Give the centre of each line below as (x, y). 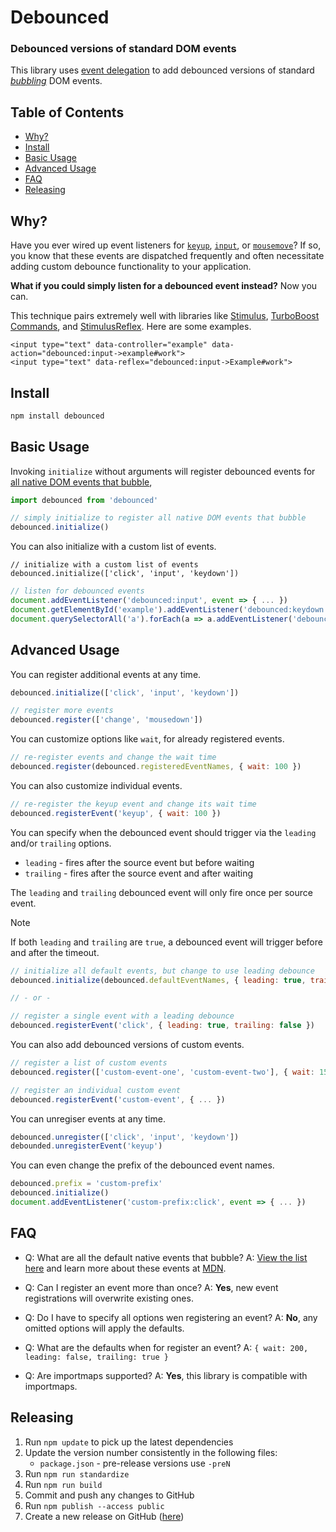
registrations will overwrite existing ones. (109, 1298)
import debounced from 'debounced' (84, 500)
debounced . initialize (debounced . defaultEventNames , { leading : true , (158, 980)
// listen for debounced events (77, 591)
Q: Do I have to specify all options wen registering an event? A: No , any (171, 1317)
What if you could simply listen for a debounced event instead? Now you (164, 286)
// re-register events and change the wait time (113, 757)
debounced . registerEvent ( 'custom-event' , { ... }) (118, 1099)
